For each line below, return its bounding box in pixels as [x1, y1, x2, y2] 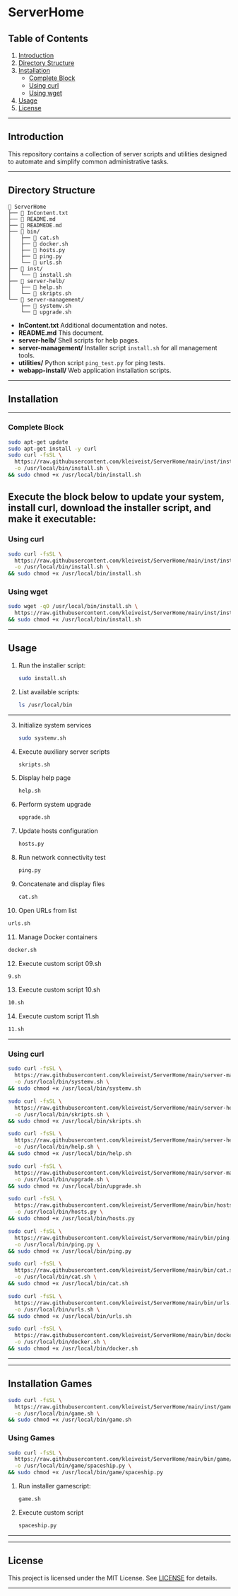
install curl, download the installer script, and [8, 502, 211, 514]
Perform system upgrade [18, 800, 91, 809]
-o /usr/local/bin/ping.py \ [14, 1241, 100, 1248]
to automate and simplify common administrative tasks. [8, 157, 169, 166]
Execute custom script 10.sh [18, 985, 101, 994]
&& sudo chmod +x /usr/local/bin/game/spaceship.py [8, 1469, 163, 1476]
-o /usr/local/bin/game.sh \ [14, 1410, 100, 1417]
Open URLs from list [18, 906, 77, 914]
